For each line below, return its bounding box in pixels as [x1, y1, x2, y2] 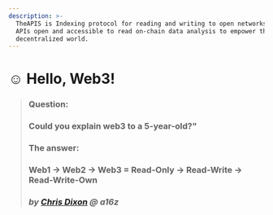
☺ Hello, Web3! [8, 70, 115, 88]
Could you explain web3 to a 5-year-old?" [28, 121, 197, 132]
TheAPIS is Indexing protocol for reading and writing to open [15, 20, 234, 28]
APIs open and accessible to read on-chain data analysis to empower [15, 27, 256, 35]
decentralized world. [15, 34, 89, 43]
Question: [28, 99, 69, 110]
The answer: [28, 143, 80, 154]
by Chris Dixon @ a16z [28, 196, 119, 208]
